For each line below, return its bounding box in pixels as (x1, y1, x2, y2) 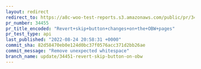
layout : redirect (5, 8, 49, 15)
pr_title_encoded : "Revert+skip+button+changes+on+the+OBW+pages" (5, 25, 175, 32)
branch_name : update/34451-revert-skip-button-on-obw (5, 53, 143, 59)
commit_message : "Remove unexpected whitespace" (5, 48, 130, 54)
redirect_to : (5, 14, 38, 20)
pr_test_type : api (5, 31, 52, 37)
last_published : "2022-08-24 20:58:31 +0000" (5, 37, 121, 43)
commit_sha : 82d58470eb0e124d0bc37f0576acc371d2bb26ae (5, 43, 146, 49)
